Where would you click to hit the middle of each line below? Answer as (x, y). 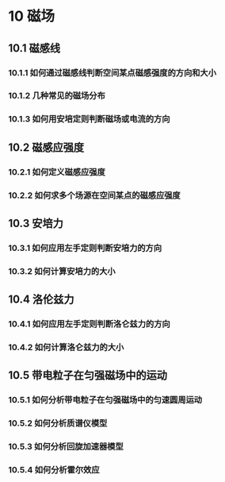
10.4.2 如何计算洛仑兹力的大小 (66, 348)
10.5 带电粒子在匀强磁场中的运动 (88, 375)
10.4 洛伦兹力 (41, 300)
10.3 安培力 (36, 223)
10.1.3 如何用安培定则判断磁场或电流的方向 (89, 119)
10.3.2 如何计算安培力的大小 (62, 271)
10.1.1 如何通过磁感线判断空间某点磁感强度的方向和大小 (112, 72)
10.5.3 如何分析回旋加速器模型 (66, 447)
